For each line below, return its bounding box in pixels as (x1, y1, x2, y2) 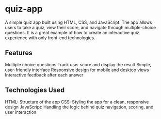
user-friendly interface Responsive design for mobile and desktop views (5, 67, 149, 73)
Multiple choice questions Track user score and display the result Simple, (5, 61, 152, 67)
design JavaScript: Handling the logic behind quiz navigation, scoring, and (5, 104, 154, 110)
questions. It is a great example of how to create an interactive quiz (5, 30, 140, 35)
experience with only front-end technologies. (5, 35, 96, 41)
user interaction (5, 109, 37, 115)
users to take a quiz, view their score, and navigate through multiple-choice (5, 24, 156, 30)
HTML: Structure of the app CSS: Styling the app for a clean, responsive (5, 99, 149, 104)
